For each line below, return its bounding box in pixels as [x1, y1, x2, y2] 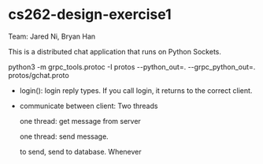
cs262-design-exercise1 [8, 6, 172, 24]
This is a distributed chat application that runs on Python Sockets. [8, 47, 222, 56]
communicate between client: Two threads [19, 101, 158, 110]
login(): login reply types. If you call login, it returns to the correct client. [19, 85, 253, 95]
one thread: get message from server [19, 116, 142, 125]
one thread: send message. [19, 132, 109, 141]
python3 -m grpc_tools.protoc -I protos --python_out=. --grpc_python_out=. [8, 61, 256, 72]
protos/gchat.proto [8, 70, 69, 80]
